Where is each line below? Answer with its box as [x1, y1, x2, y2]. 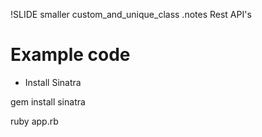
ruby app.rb [10, 115, 59, 127]
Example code [10, 44, 131, 66]
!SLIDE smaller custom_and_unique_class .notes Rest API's [10, 9, 252, 20]
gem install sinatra [10, 95, 86, 108]
